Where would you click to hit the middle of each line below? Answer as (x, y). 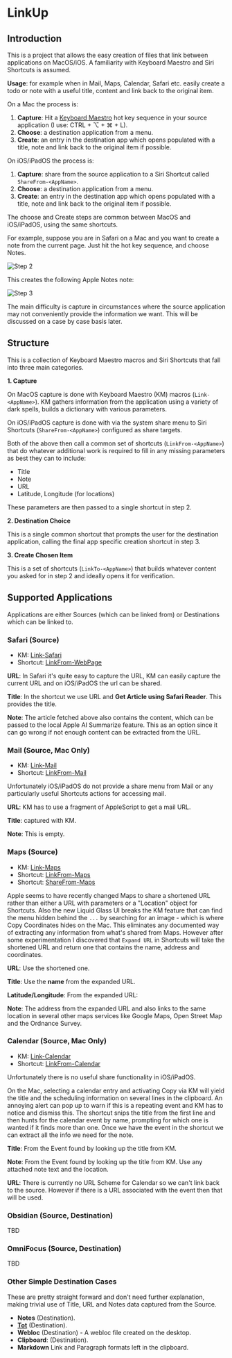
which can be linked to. (41, 622)
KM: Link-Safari (39, 655)
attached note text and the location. (58, 1169)
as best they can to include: (47, 458)
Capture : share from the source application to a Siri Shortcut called (113, 174)
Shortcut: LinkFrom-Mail (52, 773)
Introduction (35, 39)
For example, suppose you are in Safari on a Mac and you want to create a (113, 238)
